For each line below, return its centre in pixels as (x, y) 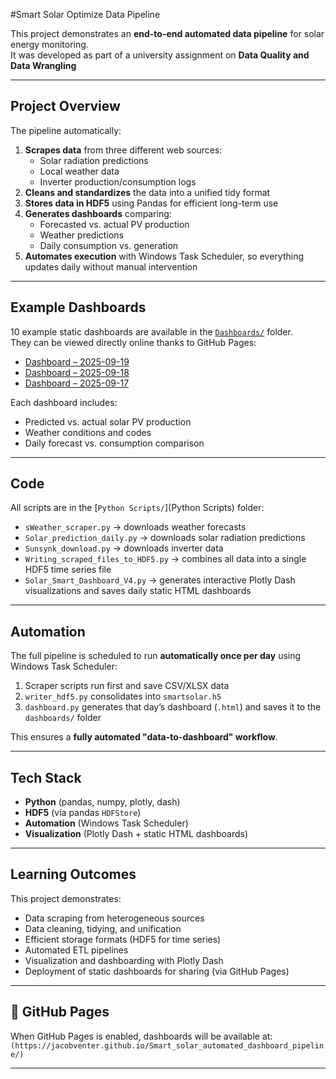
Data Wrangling (43, 65)
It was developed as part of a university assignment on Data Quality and (160, 55)
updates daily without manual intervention (111, 266)
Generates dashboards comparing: (98, 213)
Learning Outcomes (73, 874)
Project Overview (65, 106)
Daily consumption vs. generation (109, 245)
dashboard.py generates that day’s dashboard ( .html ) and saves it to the (173, 707)
